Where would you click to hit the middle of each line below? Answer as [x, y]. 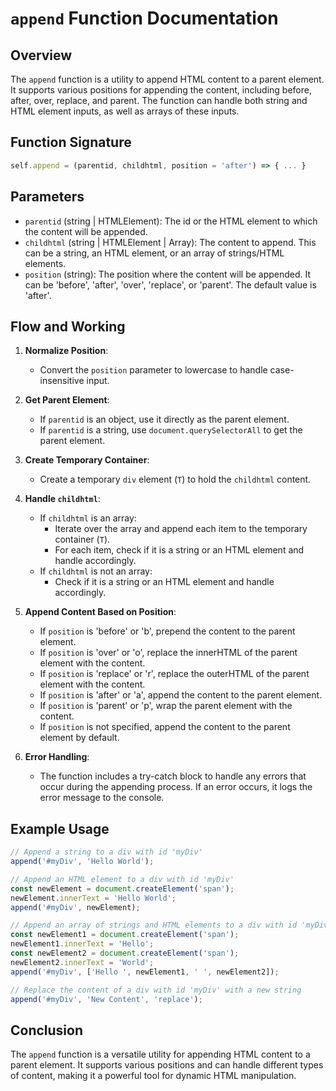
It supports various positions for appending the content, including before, [161, 90]
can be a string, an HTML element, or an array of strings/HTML [154, 253]
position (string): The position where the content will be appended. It [168, 274]
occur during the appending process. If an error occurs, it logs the [176, 787]
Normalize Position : [66, 351]
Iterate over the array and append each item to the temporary [181, 529]
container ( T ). [82, 539]
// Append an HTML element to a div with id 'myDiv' [122, 879]
